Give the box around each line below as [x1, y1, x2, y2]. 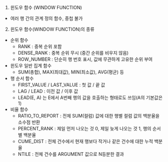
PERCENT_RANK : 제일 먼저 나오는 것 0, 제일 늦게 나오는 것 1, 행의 [17, 126, 152, 131]
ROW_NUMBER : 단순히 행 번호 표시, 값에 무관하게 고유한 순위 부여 [17, 56, 153, 62]
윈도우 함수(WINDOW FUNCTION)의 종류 [10, 26, 95, 32]
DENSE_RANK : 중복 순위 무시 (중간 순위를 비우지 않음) [17, 50, 129, 56]
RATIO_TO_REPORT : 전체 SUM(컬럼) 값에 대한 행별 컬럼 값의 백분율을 [17, 113, 160, 119]
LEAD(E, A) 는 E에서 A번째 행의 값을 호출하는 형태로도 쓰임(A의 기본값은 [17, 95, 163, 101]
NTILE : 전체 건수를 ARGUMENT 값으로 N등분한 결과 [17, 151, 124, 157]
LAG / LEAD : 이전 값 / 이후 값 [17, 88, 79, 94]
